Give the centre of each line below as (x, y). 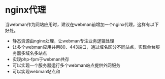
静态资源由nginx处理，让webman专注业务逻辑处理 (63, 41)
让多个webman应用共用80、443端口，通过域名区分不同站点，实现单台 (84, 47)
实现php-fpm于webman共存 (41, 59)
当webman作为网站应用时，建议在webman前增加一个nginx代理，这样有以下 (82, 24)
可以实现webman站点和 (36, 71)
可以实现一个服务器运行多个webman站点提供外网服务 (66, 65)
